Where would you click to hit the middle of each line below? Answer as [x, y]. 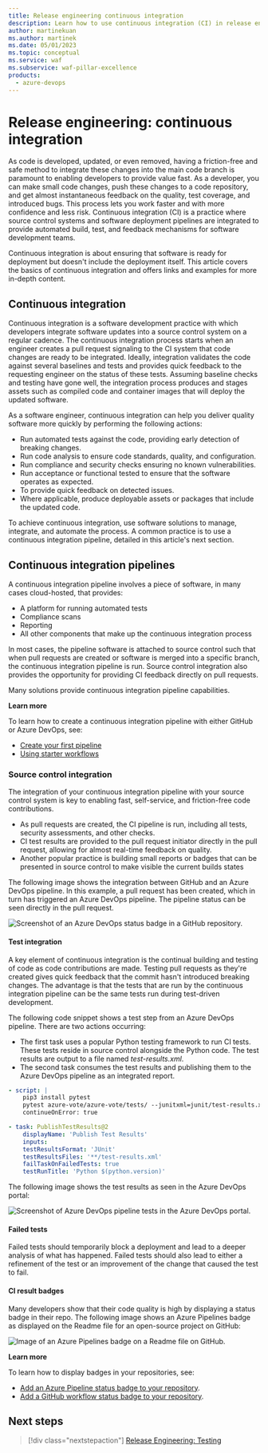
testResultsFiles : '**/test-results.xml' [92, 1157]
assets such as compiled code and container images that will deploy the [127, 391]
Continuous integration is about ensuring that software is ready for [118, 254]
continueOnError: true [60, 1113]
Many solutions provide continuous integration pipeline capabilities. [119, 690]
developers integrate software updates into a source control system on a [128, 332]
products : [25, 75]
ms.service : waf [35, 61]
